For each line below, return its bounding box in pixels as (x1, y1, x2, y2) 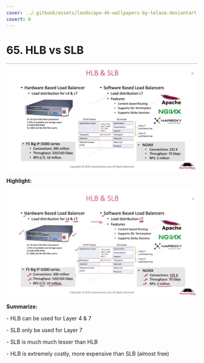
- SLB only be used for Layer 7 (6, 326, 83, 334)
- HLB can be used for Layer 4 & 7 (6, 314, 92, 322)
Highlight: (6, 177, 32, 184)
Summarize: (6, 303, 38, 310)
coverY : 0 (6, 16, 32, 22)
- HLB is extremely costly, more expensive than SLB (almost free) (6, 350, 169, 357)
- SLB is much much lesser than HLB (6, 338, 98, 345)
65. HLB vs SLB (6, 43, 84, 57)
